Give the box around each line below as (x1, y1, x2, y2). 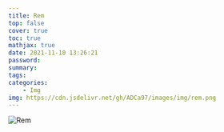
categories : (8, 78, 48, 86)
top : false (8, 19, 45, 27)
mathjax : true (8, 42, 56, 50)
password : (8, 57, 42, 65)
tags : (8, 71, 26, 79)
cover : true (8, 26, 48, 34)
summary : (8, 64, 38, 72)
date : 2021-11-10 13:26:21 (8, 49, 98, 57)
